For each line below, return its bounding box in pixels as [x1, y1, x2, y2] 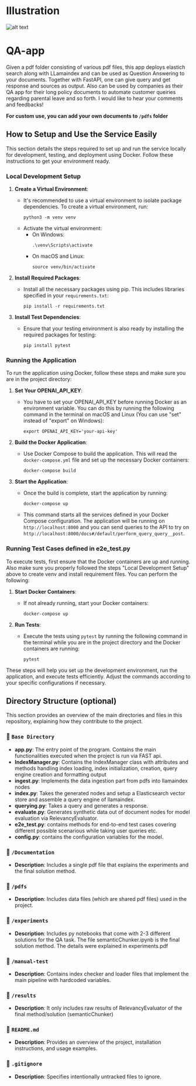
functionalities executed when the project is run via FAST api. [14, 752, 163, 759]
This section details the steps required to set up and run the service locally [6, 145, 186, 152]
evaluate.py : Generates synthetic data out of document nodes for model [14, 808, 190, 815]
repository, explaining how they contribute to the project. [6, 718, 143, 725]
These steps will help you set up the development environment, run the [6, 667, 177, 674]
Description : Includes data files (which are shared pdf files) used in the [14, 896, 187, 903]
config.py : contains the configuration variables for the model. [14, 833, 164, 840]
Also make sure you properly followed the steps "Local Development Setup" [6, 564, 190, 571]
